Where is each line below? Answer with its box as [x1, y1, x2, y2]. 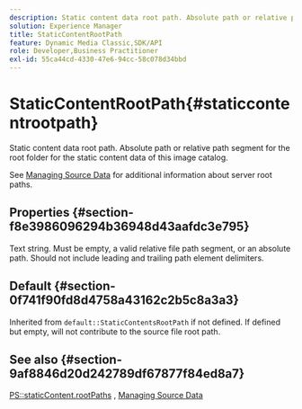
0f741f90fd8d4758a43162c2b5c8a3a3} [9, 293, 240, 308]
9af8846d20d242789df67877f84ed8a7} [9, 366, 245, 381]
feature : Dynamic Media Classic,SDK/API [9, 38, 164, 48]
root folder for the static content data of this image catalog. [9, 152, 229, 163]
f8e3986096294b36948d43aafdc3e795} [9, 219, 250, 235]
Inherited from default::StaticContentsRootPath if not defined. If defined [9, 316, 281, 327]
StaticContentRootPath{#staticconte [9, 93, 290, 114]
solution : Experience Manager [9, 22, 123, 31]
